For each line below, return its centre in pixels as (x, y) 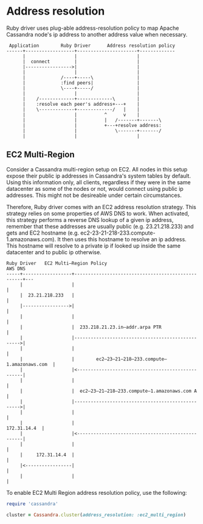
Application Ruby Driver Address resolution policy (92, 46)
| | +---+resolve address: (92, 125)
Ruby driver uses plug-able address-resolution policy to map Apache (93, 28)
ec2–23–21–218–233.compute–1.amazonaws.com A (139, 391)
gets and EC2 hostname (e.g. (43, 233)
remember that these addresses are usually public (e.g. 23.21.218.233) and (100, 226)
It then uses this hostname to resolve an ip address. (122, 239)
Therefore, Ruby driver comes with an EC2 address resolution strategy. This (101, 207)
